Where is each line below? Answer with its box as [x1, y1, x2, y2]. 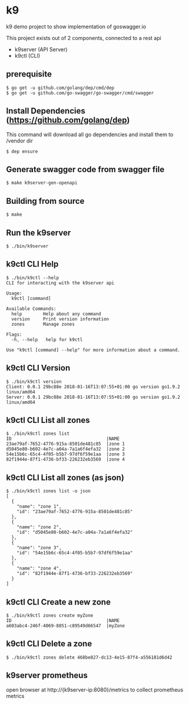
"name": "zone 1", [16, 504, 62, 510]
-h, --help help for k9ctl [11, 336, 83, 342]
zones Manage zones [11, 321, 75, 327]
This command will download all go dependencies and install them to [6, 131, 174, 138]
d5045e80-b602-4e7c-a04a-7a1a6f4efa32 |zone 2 [6, 446, 125, 452]
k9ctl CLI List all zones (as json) [6, 472, 125, 482]
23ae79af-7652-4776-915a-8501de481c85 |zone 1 [6, 441, 125, 447]
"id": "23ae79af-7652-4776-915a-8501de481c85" [16, 509, 133, 515]
